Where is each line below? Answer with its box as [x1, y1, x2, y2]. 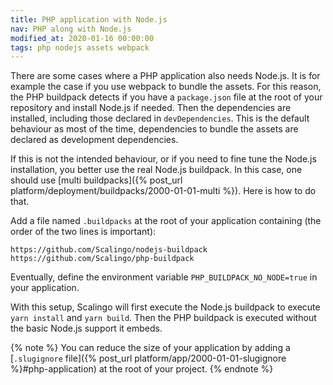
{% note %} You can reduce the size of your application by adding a [10, 342, 291, 354]
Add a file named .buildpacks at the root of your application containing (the [10, 215, 322, 227]
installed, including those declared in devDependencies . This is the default [10, 112, 310, 125]
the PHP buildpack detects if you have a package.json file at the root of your [10, 91, 323, 103]
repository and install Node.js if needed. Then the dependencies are [10, 102, 292, 114]
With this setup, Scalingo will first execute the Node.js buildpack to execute [10, 301, 321, 313]
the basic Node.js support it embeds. [10, 322, 163, 335]
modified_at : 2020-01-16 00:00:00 [10, 33, 155, 43]
